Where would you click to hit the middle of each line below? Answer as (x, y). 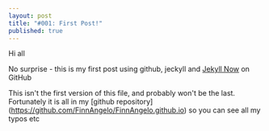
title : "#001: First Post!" (56, 23)
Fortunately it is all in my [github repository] (81, 102)
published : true (36, 31)
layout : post (30, 16)
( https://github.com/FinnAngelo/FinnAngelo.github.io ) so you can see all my (134, 110)
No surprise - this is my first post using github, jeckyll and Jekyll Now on (129, 69)
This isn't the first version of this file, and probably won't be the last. (122, 93)
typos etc (24, 119)
